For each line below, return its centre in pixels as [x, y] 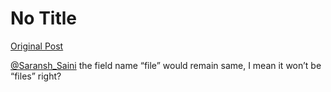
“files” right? [36, 76]
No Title [44, 18]
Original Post [37, 46]
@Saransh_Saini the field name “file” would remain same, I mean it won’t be [166, 65]
